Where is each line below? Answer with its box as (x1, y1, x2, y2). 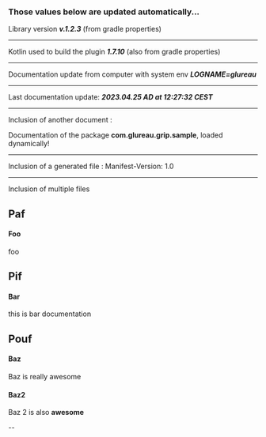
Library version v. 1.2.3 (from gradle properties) (8, 24, 162, 34)
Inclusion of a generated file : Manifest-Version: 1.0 (8, 161, 174, 171)
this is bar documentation (8, 309, 92, 318)
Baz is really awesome (8, 372, 82, 382)
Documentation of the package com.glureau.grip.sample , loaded (8, 130, 223, 140)
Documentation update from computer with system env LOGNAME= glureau (8, 70, 257, 79)
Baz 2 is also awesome (8, 408, 85, 417)
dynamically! (8, 139, 50, 149)
